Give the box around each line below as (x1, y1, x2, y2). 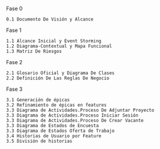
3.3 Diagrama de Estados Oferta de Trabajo (6, 128, 115, 134)
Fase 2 (6, 59, 22, 65)
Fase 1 (6, 27, 22, 34)
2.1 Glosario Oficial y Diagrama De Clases (6, 70, 115, 76)
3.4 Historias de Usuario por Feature (6, 133, 102, 139)
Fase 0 (6, 5, 23, 12)
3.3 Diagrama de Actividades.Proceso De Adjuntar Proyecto (6, 107, 155, 113)
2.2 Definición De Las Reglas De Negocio (6, 75, 110, 81)
